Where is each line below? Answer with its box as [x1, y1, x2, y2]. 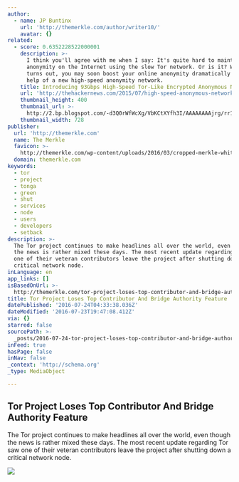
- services [14, 202, 46, 210]
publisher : [7, 122, 40, 130]
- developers [14, 222, 53, 229]
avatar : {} [20, 30, 53, 38]
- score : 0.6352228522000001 [14, 43, 100, 51]
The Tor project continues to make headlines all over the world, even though [7, 430, 231, 439]
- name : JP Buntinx [14, 17, 72, 24]
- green [14, 189, 37, 197]
